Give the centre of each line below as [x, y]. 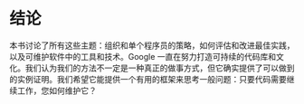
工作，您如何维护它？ [57, 90]
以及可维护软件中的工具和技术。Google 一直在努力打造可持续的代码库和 [143, 56]
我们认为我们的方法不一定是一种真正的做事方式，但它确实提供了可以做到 [160, 68]
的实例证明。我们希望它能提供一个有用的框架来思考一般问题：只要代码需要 [148, 79]
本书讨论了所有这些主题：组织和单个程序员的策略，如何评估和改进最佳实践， [152, 45]
